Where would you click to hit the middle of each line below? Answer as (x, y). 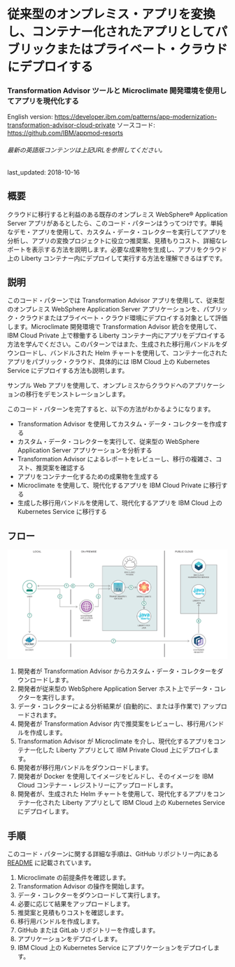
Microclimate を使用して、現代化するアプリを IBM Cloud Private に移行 (119, 485)
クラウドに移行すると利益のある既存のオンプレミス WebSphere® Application (117, 214)
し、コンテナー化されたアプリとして (111, 32)
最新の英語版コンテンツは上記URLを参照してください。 (87, 150)
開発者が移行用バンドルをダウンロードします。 (85, 768)
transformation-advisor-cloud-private (61, 125)
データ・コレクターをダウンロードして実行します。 (91, 895)
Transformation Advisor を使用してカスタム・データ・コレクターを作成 (119, 424)
